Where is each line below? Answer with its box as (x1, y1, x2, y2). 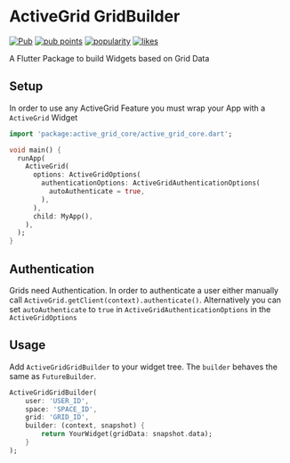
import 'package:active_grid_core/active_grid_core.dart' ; (9, 129, 233, 138)
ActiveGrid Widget (9, 112, 78, 122)
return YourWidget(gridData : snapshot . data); (41, 430, 213, 439)
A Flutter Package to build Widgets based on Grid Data (9, 53, 210, 63)
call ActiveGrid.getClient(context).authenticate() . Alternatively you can (9, 294, 282, 305)
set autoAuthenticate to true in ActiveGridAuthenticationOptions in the (9, 303, 271, 314)
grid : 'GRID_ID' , (25, 413, 90, 422)
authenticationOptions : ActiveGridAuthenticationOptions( (41, 178, 261, 188)
